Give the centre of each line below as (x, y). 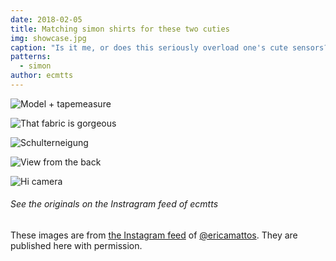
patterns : (31, 57)
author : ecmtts (42, 76)
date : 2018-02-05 (46, 19)
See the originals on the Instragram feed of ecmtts (114, 204)
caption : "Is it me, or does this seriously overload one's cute (149, 47)
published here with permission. (76, 246)
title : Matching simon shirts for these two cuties (120, 29)
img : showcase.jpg (48, 38)
